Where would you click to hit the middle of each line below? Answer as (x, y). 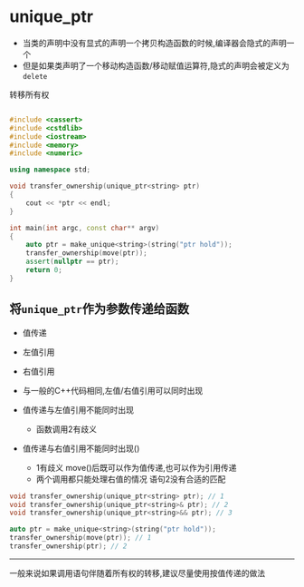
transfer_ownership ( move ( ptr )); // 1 (81, 538)
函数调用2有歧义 (66, 429)
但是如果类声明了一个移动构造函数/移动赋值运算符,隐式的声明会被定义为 (156, 65)
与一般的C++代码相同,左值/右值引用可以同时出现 (113, 390)
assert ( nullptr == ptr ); (72, 262)
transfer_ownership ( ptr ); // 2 (68, 546)
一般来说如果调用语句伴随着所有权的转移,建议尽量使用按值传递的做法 (138, 572)
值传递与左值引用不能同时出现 (78, 409)
